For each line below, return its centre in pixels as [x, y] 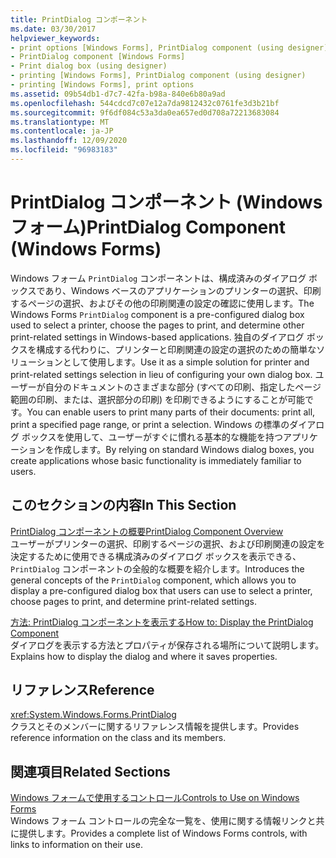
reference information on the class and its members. [118, 738]
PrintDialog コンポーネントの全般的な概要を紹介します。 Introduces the [157, 568]
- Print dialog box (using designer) [89, 66]
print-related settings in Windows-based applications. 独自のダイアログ [157, 337]
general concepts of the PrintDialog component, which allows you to [153, 580]
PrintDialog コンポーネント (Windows [166, 202]
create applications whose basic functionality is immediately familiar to [156, 460]
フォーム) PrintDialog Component [148, 227]
